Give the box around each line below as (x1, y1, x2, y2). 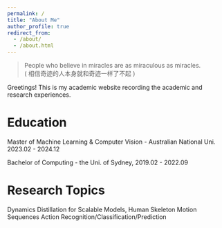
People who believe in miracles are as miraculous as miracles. (24, 61, 201, 69)
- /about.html (13, 42, 54, 49)
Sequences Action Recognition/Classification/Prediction (7, 212, 167, 221)
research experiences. (7, 91, 71, 99)
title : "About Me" (7, 17, 60, 23)
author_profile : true (7, 23, 70, 30)
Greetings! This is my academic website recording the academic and (7, 84, 203, 91)
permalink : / (7, 10, 45, 17)
